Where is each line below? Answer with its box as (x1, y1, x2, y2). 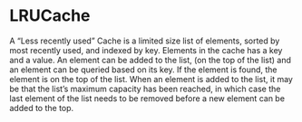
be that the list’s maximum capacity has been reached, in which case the (9, 83, 281, 94)
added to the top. (9, 102, 74, 113)
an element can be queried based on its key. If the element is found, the (9, 64, 278, 75)
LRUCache (9, 5, 91, 26)
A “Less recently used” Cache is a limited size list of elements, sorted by (9, 35, 280, 46)
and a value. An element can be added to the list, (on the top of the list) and (9, 54, 292, 65)
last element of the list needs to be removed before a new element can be (9, 92, 286, 104)
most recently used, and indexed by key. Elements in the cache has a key (9, 44, 283, 55)
